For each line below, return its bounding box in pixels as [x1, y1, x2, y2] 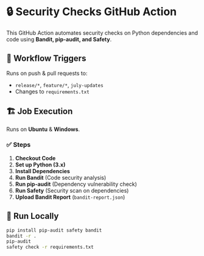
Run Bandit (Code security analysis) [15, 174, 107, 181]
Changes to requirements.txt [15, 88, 90, 95]
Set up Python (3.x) [15, 161, 66, 168]
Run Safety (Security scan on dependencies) [15, 187, 129, 194]
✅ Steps [6, 141, 31, 149]
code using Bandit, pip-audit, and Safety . [6, 35, 112, 43]
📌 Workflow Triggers [6, 53, 86, 64]
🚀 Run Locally [6, 211, 59, 221]
